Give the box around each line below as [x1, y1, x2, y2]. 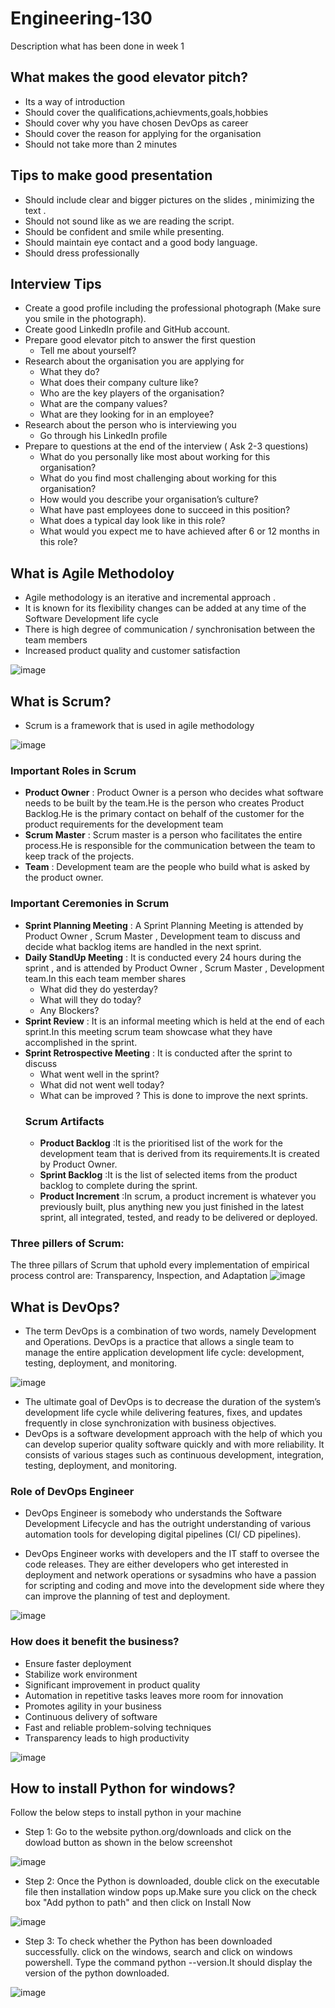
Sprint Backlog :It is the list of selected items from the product [39, 1168, 298, 1181]
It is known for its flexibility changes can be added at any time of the [24, 602, 307, 614]
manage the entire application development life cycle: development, [24, 1347, 305, 1358]
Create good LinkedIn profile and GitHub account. [24, 323, 231, 336]
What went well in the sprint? [39, 1068, 160, 1080]
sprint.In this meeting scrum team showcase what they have [24, 1025, 273, 1037]
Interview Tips [10, 275, 102, 292]
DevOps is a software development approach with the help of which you [24, 1428, 323, 1439]
